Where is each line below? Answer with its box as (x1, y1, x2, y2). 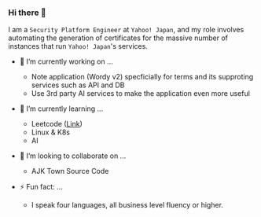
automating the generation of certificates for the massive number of (8, 33, 229, 42)
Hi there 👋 (8, 7, 47, 18)
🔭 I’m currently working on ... (19, 57, 113, 66)
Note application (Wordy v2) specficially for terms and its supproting (31, 72, 254, 82)
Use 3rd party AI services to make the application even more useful (31, 89, 250, 98)
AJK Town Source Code (31, 167, 109, 176)
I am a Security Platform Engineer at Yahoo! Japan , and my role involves (8, 25, 244, 35)
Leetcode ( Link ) (31, 120, 83, 129)
